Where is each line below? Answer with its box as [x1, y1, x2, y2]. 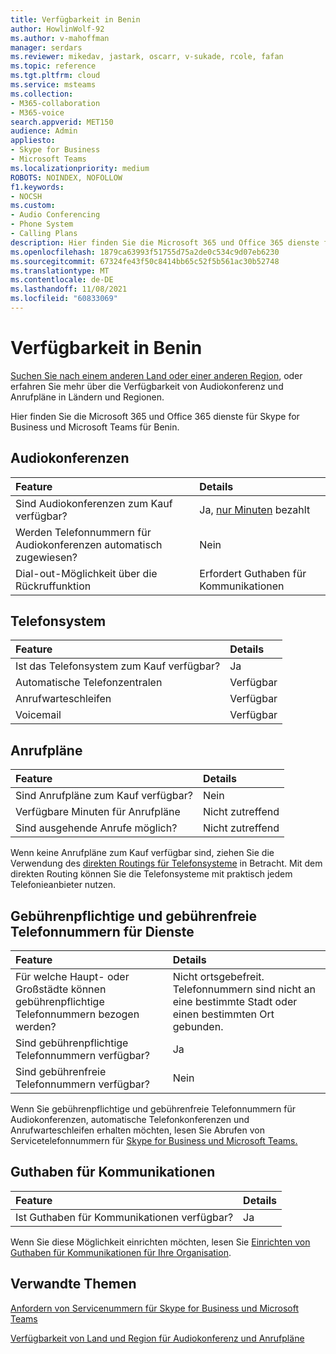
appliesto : [10, 136, 56, 146]
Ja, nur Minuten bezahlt [199, 502, 311, 516]
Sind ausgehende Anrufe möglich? [15, 821, 178, 835]
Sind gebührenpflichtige [15, 1036, 129, 1050]
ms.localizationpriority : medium [10, 163, 150, 173]
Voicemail [15, 708, 62, 722]
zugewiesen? [15, 550, 78, 564]
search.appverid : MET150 [10, 117, 114, 127]
